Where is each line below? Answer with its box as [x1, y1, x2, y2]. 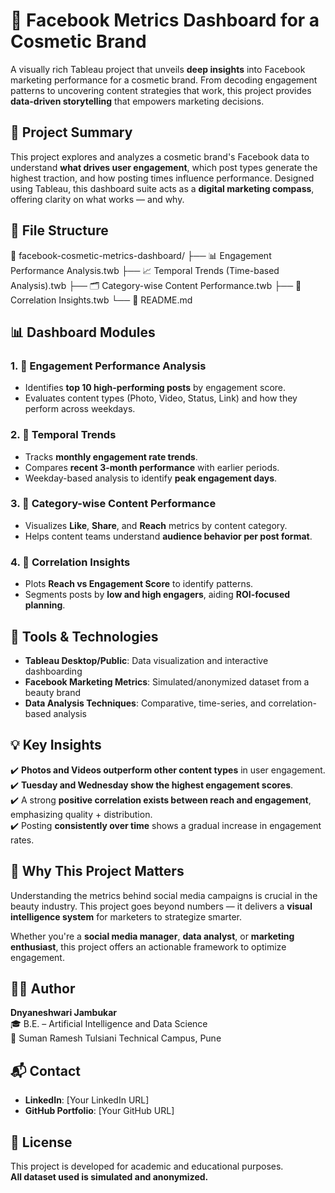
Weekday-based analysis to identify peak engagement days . [24, 472, 278, 484]
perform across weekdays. [24, 403, 136, 415]
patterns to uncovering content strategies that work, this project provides [10, 84, 312, 96]
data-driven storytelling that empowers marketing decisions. [10, 95, 265, 107]
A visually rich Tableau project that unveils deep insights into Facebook [10, 63, 306, 75]
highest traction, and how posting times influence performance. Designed [10, 172, 315, 184]
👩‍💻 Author [10, 980, 76, 997]
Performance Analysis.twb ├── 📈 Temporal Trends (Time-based [10, 264, 280, 276]
